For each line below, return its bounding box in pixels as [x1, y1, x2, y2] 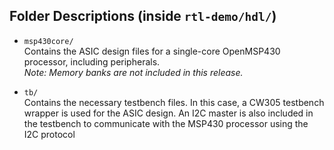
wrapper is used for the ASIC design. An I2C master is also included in [23, 107, 314, 119]
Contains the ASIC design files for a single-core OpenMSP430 [23, 45, 281, 57]
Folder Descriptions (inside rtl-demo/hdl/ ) [9, 8, 277, 25]
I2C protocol [23, 128, 76, 140]
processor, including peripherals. [23, 55, 161, 68]
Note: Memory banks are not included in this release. [23, 66, 244, 78]
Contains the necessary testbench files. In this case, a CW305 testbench [23, 96, 325, 108]
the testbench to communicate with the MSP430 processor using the [23, 117, 309, 129]
